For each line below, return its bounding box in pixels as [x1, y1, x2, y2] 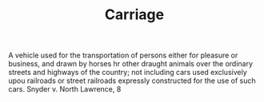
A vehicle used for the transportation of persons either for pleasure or [8, 50, 238, 61]
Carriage [104, 6, 165, 24]
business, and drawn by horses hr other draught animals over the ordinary [8, 59, 254, 69]
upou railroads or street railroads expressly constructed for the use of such [8, 76, 256, 85]
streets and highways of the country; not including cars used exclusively [8, 68, 248, 77]
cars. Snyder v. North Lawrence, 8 [8, 84, 122, 94]
